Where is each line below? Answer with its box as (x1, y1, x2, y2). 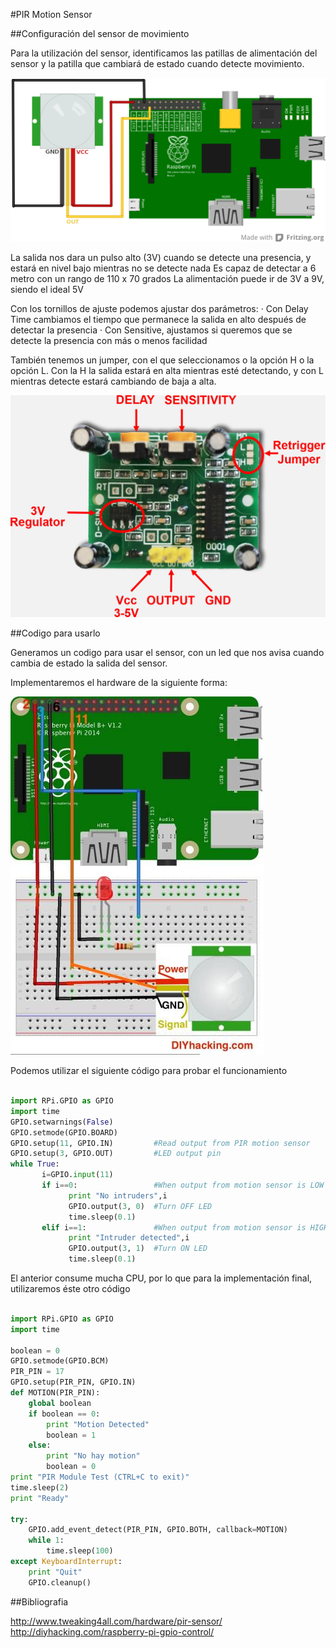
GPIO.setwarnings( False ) (10, 1117, 114, 1127)
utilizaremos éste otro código (10, 1283, 131, 1295)
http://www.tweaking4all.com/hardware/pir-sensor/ (10, 1615, 223, 1627)
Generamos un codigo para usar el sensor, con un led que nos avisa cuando (10, 647, 325, 659)
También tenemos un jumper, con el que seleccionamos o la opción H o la (10, 354, 315, 366)
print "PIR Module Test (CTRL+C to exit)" (10, 1472, 190, 1483)
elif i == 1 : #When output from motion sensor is (41, 1222, 307, 1233)
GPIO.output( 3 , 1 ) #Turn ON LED (68, 1244, 208, 1254)
